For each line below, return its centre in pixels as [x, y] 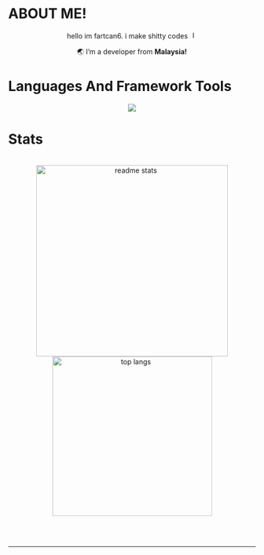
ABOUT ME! [48, 14]
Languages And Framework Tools [120, 86]
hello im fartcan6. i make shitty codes [127, 35]
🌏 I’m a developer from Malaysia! [132, 51]
